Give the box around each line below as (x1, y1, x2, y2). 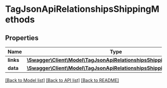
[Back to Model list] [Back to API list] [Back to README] (5, 78, 119, 83)
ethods (5, 14, 35, 25)
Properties (5, 34, 39, 42)
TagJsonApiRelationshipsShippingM (5, 3, 160, 15)
